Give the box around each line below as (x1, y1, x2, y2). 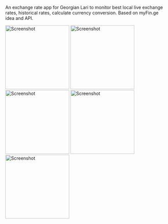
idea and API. (5, 15, 34, 21)
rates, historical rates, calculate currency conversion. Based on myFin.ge (5, 10, 159, 16)
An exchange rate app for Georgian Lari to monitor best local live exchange (5, 5, 163, 10)
